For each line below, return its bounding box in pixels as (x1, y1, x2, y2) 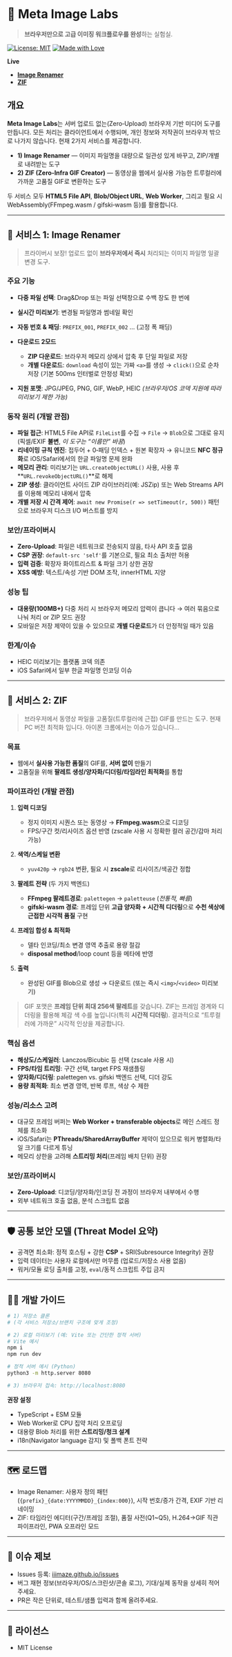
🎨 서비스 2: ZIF (7, 694, 68, 707)
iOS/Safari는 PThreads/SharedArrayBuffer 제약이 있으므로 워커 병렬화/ (17, 1135, 216, 1143)
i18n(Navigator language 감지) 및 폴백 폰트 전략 (17, 1436, 148, 1444)
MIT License (17, 1644, 53, 1652)
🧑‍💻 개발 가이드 (7, 1294, 66, 1305)
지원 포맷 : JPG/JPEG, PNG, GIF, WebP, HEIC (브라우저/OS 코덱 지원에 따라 (17, 384, 222, 392)
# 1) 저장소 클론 (7, 1312, 50, 1319)
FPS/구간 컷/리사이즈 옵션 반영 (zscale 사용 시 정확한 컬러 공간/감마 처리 (27, 827, 223, 835)
